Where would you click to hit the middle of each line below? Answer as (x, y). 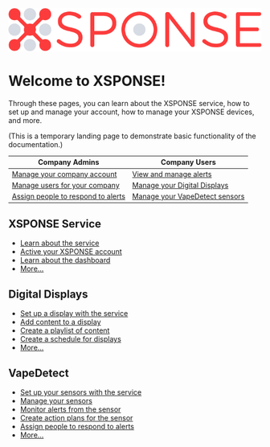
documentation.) (36, 144)
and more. (25, 120)
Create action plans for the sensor (76, 418)
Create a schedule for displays (71, 339)
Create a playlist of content (65, 330)
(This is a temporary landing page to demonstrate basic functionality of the (133, 136)
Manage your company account (64, 174)
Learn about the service (59, 243)
